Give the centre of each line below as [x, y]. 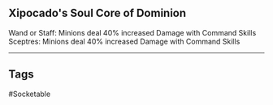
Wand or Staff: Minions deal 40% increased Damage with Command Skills [132, 32]
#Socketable [30, 94]
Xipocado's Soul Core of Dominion [97, 13]
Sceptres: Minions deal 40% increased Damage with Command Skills [124, 41]
